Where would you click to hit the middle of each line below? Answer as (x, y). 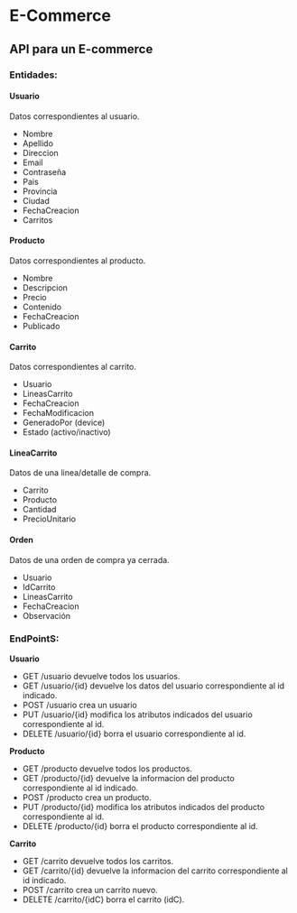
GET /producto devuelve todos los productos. (107, 769)
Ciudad (36, 200)
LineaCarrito (33, 453)
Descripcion (45, 287)
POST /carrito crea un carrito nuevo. (90, 890)
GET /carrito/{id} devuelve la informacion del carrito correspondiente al (155, 871)
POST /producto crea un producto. (87, 797)
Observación (46, 615)
